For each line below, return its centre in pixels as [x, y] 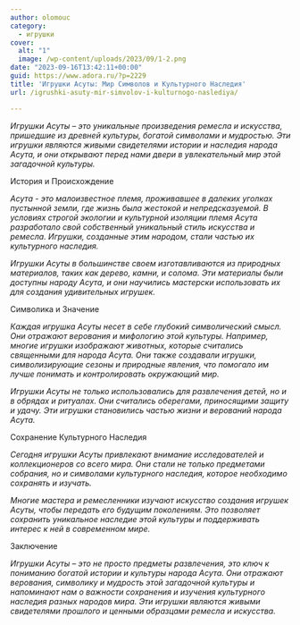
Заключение [34, 545]
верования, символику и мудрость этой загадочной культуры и [133, 582]
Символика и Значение [55, 308]
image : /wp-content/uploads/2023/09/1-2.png [102, 59]
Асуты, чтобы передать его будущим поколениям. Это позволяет [135, 510]
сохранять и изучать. [51, 483]
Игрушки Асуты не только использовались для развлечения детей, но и [148, 391]
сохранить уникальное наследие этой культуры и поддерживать [135, 519]
